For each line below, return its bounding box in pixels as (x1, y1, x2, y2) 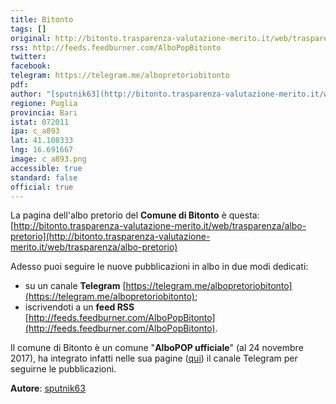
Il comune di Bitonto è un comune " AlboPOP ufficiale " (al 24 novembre (10, 342, 304, 354)
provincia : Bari (10, 107, 78, 118)
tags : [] (10, 24, 47, 34)
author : (10, 89, 43, 99)
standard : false (10, 172, 78, 183)
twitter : (10, 52, 47, 62)
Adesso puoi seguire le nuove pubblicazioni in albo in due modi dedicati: (10, 261, 309, 273)
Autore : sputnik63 (10, 382, 86, 395)
